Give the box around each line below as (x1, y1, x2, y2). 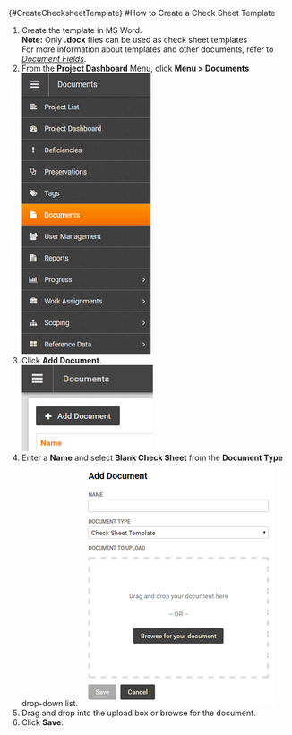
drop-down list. (21, 698, 78, 708)
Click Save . (21, 717, 64, 728)
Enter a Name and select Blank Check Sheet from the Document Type (21, 452, 284, 463)
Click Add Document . (21, 355, 102, 365)
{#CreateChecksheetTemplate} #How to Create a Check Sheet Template (8, 8, 276, 18)
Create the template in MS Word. (21, 25, 142, 35)
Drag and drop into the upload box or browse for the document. (21, 707, 256, 718)
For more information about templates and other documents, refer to (21, 44, 274, 55)
